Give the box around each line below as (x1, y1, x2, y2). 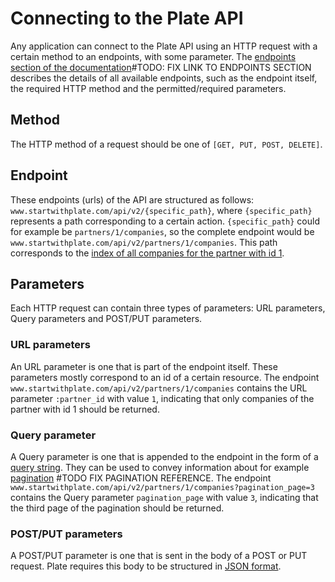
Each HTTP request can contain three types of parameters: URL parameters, (10, 302, 326, 314)
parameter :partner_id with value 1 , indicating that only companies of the (10, 392, 315, 404)
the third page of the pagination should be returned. (10, 502, 225, 514)
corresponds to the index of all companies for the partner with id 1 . (10, 247, 285, 259)
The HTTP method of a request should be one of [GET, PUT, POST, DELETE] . (10, 138, 323, 150)
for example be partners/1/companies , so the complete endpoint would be (10, 225, 315, 237)
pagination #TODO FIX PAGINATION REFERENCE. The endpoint (10, 472, 272, 484)
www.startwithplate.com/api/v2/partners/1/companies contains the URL (10, 382, 308, 394)
